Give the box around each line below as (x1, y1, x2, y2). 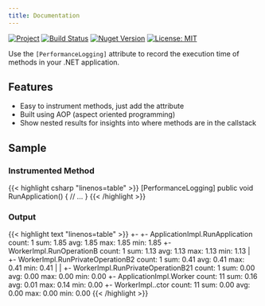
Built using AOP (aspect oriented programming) (19, 110, 176, 119)
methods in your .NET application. (8, 57, 120, 67)
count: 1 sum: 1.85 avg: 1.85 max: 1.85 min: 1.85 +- (8, 238, 172, 247)
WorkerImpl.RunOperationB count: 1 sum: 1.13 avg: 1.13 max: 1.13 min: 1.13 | (8, 246, 251, 256)
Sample (8, 141, 47, 155)
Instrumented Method (8, 165, 95, 176)
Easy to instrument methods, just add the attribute (19, 101, 185, 111)
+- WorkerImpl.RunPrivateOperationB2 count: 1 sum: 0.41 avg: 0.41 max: (8, 255, 245, 265)
